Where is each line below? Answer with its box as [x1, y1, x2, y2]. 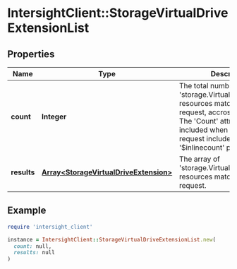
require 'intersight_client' [7, 223, 93, 230]
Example [7, 205, 47, 217]
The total [178, 81, 209, 90]
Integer [41, 112, 67, 121]
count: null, [13, 242, 52, 250]
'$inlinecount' [178, 143, 225, 153]
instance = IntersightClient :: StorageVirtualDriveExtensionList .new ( [7, 236, 217, 243]
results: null [13, 249, 55, 256]
